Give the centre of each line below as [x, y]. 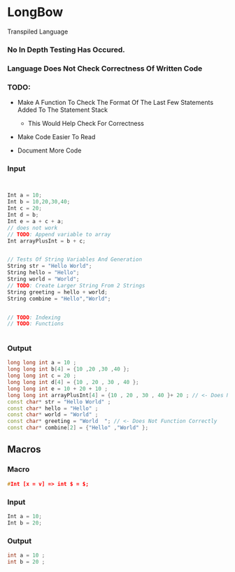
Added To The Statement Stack [63, 110]
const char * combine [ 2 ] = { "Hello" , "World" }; [78, 428]
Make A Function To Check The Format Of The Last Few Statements [115, 103]
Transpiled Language [38, 31]
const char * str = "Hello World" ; [59, 402]
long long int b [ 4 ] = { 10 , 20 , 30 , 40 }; [69, 369]
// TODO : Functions [36, 324]
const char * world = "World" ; [53, 415]
